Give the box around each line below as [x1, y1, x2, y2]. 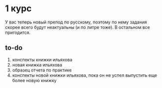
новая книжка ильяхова [12, 62, 63, 67]
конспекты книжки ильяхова [12, 57, 72, 63]
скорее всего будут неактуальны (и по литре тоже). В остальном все [5, 24, 150, 30]
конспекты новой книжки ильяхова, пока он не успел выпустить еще [12, 72, 158, 78]
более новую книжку [12, 77, 57, 83]
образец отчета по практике [12, 67, 72, 73]
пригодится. [5, 29, 31, 35]
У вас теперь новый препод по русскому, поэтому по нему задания [5, 19, 147, 25]
